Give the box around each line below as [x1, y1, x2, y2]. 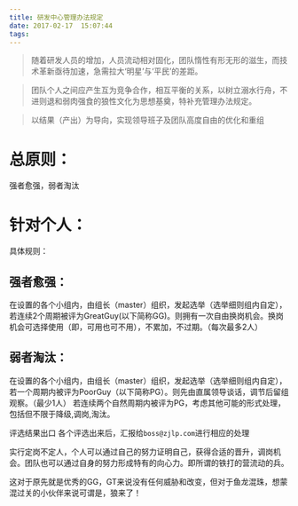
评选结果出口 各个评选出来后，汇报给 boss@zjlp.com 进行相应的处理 [9, 427, 250, 438]
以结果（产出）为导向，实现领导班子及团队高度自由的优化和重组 [30, 115, 264, 125]
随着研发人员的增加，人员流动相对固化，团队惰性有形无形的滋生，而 [30, 55, 280, 66]
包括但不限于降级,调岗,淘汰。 [9, 408, 115, 419]
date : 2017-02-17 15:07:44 [9, 21, 114, 30]
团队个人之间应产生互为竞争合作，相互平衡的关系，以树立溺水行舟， [30, 85, 280, 96]
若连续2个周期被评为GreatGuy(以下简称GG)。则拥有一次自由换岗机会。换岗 [9, 311, 284, 321]
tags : [9, 29, 29, 38]
